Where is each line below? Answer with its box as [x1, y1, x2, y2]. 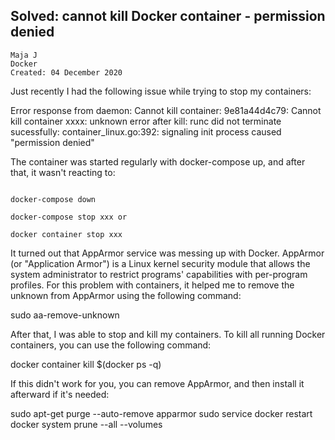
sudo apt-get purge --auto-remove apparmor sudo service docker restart [10, 407, 313, 419]
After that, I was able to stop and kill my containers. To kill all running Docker [10, 328, 326, 340]
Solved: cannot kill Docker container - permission [10, 8, 326, 25]
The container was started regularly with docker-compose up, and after [10, 155, 306, 168]
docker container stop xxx [10, 229, 123, 239]
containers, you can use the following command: [10, 339, 212, 351]
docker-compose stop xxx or [10, 212, 128, 222]
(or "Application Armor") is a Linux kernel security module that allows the [10, 257, 311, 269]
